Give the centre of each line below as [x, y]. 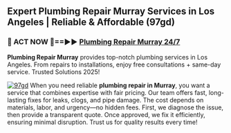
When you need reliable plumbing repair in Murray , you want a [120, 85]
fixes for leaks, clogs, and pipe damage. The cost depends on [115, 100]
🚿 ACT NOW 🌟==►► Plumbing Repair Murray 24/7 [94, 42]
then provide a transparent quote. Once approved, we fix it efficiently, [106, 114]
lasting [17, 100]
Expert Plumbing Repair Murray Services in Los [111, 11]
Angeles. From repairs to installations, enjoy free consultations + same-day [114, 64]
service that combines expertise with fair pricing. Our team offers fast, [107, 92]
